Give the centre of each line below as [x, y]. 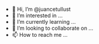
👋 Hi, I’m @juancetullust [41, 9]
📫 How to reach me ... [40, 35]
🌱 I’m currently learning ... [44, 22]
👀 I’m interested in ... [37, 15]
